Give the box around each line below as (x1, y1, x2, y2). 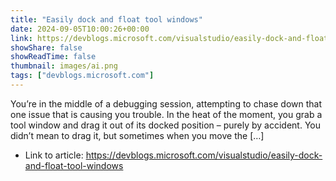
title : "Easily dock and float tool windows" (10, 14, 203, 25)
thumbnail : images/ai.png (10, 61, 118, 71)
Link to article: (24, 149, 84, 161)
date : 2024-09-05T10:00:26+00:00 (10, 24, 150, 34)
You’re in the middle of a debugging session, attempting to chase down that (10, 97, 322, 110)
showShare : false (10, 42, 83, 53)
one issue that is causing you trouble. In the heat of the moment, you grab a (10, 108, 323, 120)
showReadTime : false (10, 52, 97, 62)
